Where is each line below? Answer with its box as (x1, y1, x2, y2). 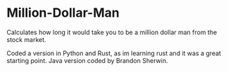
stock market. (6, 35, 46, 43)
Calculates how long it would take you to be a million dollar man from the (6, 28, 217, 36)
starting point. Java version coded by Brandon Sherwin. (6, 56, 168, 64)
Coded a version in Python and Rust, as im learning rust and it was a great (6, 49, 222, 57)
